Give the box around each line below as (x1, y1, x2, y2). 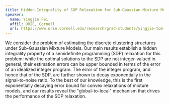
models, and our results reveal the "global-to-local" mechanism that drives (5, 88, 160, 94)
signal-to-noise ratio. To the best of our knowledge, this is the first (5, 77, 143, 83)
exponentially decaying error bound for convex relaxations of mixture (5, 82, 149, 88)
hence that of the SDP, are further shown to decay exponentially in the (5, 72, 151, 78)
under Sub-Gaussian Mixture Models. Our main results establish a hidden (5, 45, 157, 51)
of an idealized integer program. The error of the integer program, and (5, 66, 151, 73)
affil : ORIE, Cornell (10, 21, 55, 27)
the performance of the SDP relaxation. (5, 93, 87, 99)
